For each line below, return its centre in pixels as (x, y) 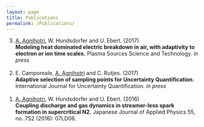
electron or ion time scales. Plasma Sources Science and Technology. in (107, 54)
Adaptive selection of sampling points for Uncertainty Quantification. (105, 79)
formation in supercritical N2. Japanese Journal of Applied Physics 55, (105, 112)
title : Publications (33, 18)
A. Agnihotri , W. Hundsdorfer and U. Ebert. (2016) (77, 99)
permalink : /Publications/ (40, 23)
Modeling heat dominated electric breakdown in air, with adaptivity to (105, 47)
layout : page (23, 12)
